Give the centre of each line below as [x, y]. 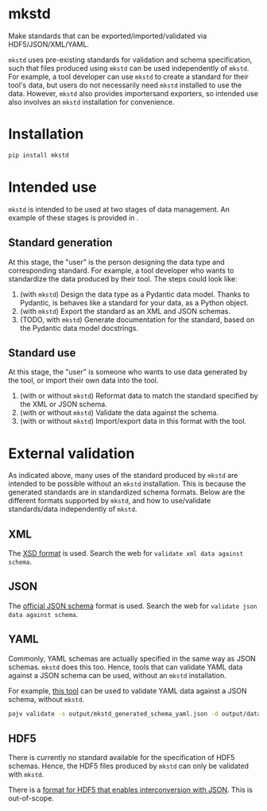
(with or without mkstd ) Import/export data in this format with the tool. [133, 421]
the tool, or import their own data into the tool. [83, 380]
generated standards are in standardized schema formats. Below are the [127, 492]
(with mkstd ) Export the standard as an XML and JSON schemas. [125, 311]
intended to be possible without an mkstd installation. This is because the [127, 484]
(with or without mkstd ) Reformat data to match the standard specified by [139, 396]
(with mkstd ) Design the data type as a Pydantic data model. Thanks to [135, 294]
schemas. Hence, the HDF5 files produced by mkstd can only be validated [128, 766]
